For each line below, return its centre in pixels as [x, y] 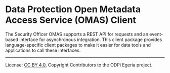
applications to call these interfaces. [43, 50]
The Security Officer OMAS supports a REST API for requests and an [77, 34]
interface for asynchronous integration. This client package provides [91, 40]
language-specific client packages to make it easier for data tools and [78, 45]
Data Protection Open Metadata [73, 9]
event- [156, 34]
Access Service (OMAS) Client [71, 20]
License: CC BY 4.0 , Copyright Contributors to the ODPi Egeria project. [79, 65]
